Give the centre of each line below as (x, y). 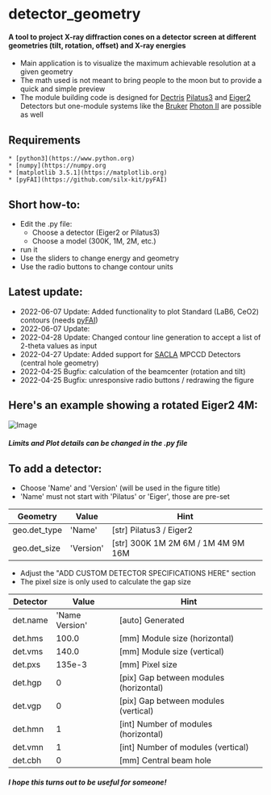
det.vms (28, 651)
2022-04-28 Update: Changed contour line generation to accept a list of (140, 337)
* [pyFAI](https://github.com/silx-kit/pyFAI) (88, 180)
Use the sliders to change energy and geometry (100, 258)
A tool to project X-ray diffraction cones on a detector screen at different (132, 36)
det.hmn (28, 729)
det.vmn (28, 747)
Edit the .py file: (46, 224)
